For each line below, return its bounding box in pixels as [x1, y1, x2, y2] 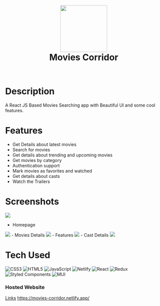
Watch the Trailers [12, 178, 50, 184]
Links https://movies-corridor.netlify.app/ [5, 295, 90, 301]
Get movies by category [12, 157, 62, 163]
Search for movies [12, 147, 50, 153]
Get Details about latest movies [12, 141, 77, 147]
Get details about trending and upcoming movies [12, 152, 113, 158]
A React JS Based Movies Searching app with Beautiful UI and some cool [5, 102, 156, 108]
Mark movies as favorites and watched [12, 167, 92, 174]
